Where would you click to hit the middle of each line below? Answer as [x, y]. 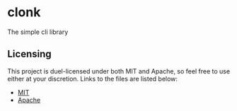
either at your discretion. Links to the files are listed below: [93, 78]
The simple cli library [38, 32]
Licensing [29, 54]
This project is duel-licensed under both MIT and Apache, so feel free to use [119, 71]
